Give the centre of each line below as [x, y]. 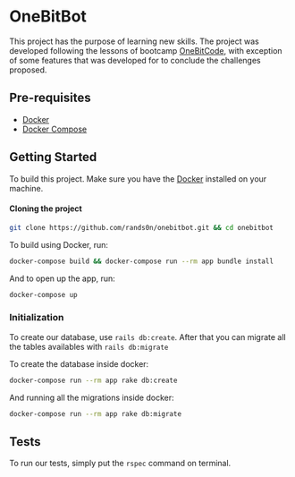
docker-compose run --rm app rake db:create [93, 380]
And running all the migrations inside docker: [92, 397]
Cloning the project [46, 209]
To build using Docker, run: [59, 244]
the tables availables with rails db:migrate [89, 346]
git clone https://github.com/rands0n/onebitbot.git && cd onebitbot [142, 227]
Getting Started [53, 157]
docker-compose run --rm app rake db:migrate [95, 413]
